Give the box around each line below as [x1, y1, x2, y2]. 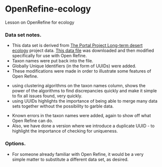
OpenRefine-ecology [5, 3, 91, 15]
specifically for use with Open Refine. [12, 53, 87, 59]
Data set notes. [5, 31, 42, 38]
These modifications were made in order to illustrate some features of [12, 68, 151, 74]
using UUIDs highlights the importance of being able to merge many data [12, 98, 158, 104]
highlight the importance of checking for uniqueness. [12, 128, 118, 134]
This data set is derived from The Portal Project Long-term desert [12, 43, 143, 48]
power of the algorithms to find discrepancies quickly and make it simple [12, 88, 157, 94]
